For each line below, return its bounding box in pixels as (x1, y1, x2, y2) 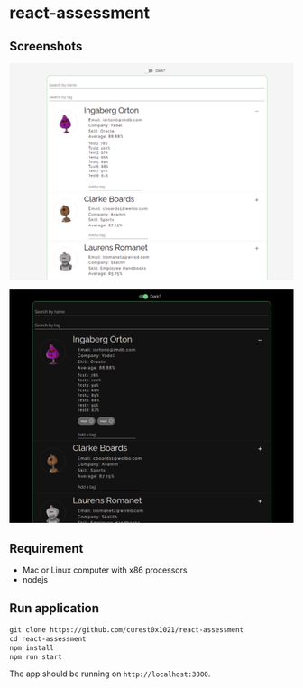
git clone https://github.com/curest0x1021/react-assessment (9, 625, 244, 634)
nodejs (22, 574, 48, 585)
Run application (9, 601, 100, 616)
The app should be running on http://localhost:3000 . (9, 668, 211, 679)
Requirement (9, 540, 84, 556)
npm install (9, 643, 54, 652)
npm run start (9, 652, 63, 661)
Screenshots (9, 39, 83, 54)
